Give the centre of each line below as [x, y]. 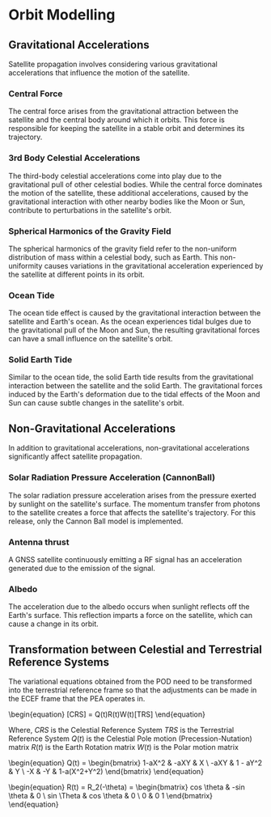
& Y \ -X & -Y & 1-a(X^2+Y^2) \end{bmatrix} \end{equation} [106, 771]
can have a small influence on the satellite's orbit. [91, 339]
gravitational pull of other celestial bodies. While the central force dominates [135, 184]
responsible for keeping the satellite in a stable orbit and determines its [127, 129]
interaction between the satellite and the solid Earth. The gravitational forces [135, 386]
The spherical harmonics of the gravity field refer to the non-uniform [123, 248]
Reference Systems [59, 662]
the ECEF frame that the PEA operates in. [77, 698]
